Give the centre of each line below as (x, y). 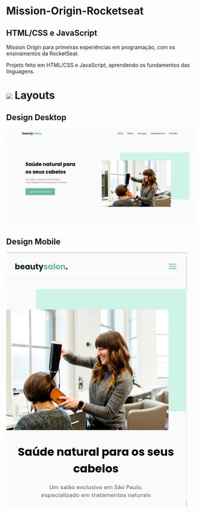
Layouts (35, 96)
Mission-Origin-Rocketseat (75, 11)
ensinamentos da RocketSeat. (42, 54)
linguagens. (20, 71)
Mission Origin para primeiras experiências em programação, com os (91, 47)
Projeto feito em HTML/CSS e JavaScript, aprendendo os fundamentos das (98, 65)
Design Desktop (36, 117)
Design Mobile (34, 241)
